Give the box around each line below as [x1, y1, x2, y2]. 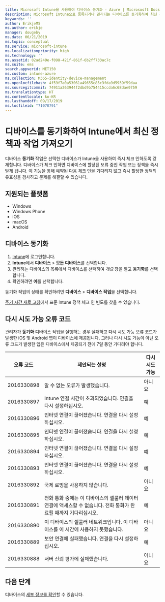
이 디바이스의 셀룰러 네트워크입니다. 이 [44, 519, 128, 526]
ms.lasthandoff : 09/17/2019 [5, 99, 63, 104]
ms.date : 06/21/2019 [5, 35, 48, 40]
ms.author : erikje [5, 26, 43, 31]
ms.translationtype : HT [5, 90, 54, 95]
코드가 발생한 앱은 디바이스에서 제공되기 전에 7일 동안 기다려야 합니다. [10, 341, 144, 347]
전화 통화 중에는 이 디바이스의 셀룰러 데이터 [44, 495, 138, 502]
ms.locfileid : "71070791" [5, 103, 58, 108]
